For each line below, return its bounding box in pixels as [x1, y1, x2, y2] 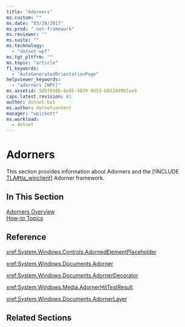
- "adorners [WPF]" [12, 83, 61, 89]
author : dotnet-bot [6, 99, 56, 105]
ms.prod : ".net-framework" [6, 25, 75, 32]
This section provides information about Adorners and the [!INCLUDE [6, 168, 180, 175]
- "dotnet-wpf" [12, 49, 50, 55]
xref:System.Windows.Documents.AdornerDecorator [6, 271, 138, 279]
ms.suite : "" [6, 37, 39, 43]
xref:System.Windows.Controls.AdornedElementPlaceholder [6, 248, 157, 255]
